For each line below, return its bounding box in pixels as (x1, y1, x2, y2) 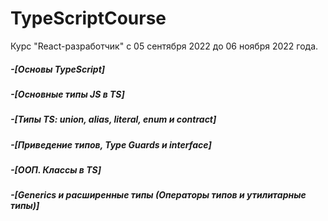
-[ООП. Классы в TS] (10, 164, 102, 176)
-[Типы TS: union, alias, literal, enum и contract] (10, 113, 217, 126)
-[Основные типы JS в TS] (10, 88, 125, 100)
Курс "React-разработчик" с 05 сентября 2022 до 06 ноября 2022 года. (10, 40, 319, 52)
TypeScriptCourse (10, 7, 167, 30)
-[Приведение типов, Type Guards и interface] (10, 138, 212, 151)
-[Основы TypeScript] (10, 63, 106, 75)
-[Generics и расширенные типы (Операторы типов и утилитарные (10, 189, 307, 201)
